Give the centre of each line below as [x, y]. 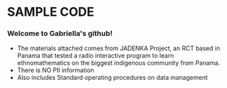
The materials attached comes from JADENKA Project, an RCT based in [118, 48]
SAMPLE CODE [51, 12]
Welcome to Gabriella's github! [60, 34]
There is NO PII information [55, 70]
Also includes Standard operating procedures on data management [112, 78]
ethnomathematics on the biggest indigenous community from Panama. [118, 63]
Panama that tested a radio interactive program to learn [95, 56]
